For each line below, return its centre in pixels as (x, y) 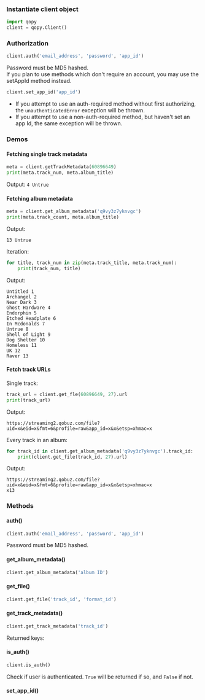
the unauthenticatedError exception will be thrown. (80, 111)
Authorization (28, 43)
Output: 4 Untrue (28, 184)
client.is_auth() (29, 665)
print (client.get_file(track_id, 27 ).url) (72, 457)
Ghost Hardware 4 (29, 308)
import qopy (21, 22)
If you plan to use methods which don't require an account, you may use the (103, 74)
